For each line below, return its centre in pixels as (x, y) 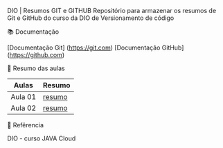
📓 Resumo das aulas (36, 68)
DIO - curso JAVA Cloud (42, 138)
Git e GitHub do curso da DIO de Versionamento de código (91, 18)
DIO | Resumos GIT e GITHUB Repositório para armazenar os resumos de (112, 11)
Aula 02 (24, 108)
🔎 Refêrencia (25, 125)
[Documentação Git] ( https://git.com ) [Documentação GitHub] (96, 47)
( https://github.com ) (36, 55)
